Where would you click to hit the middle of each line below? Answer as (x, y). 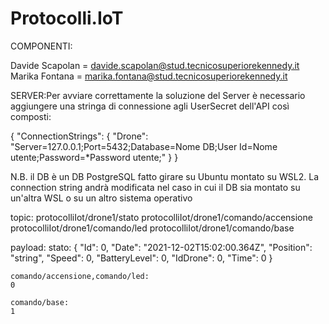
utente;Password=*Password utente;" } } (94, 157)
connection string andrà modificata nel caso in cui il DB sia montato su (155, 187)
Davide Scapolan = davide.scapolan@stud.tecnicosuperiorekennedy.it (155, 65)
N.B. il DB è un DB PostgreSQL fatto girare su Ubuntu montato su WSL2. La (165, 176)
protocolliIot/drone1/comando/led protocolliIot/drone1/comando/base (152, 228)
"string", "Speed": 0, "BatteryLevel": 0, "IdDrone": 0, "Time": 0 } (141, 258)
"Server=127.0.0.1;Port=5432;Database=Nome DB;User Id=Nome (144, 146)
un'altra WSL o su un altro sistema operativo (101, 198)
